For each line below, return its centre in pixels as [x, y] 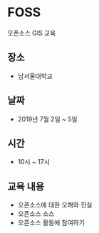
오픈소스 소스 [36, 214]
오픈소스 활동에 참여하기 [51, 223]
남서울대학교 [35, 76]
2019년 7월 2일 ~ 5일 [47, 119]
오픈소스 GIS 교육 [32, 33]
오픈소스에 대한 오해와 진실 [55, 205]
